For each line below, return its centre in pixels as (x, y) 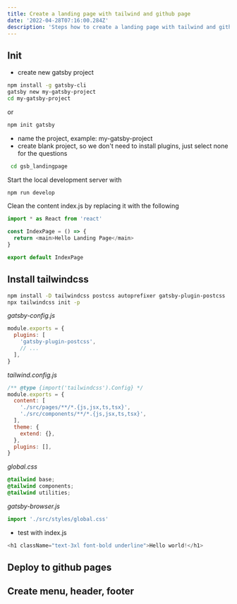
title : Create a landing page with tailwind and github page (99, 14)
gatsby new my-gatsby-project (52, 92)
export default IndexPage (45, 257)
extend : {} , (37, 433)
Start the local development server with (65, 180)
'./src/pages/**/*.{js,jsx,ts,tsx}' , (75, 407)
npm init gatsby (31, 125)
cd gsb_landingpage (39, 166)
